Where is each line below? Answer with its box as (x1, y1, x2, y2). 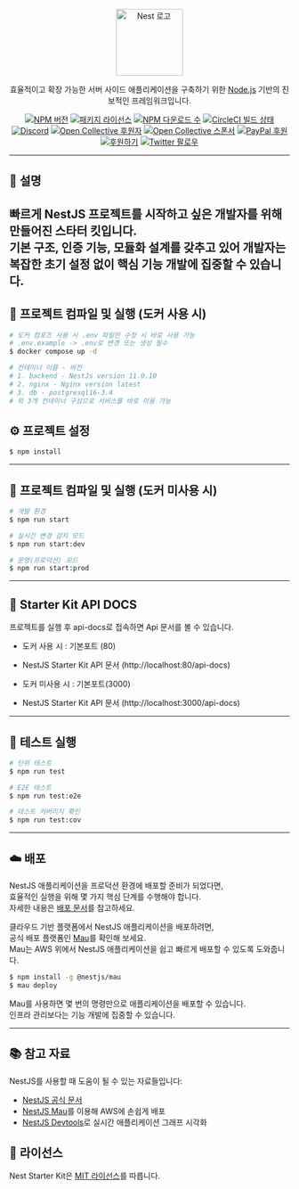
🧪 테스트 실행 (9, 734, 77, 750)
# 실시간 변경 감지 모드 (9, 531, 85, 540)
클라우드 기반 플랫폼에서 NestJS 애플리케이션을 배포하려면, (9, 922, 214, 932)
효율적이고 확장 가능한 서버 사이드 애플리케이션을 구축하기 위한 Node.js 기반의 (9, 85, 280, 94)
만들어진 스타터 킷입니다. (9, 223, 138, 238)
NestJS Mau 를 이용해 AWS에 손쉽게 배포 (21, 1105, 166, 1116)
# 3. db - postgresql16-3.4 (9, 388, 114, 397)
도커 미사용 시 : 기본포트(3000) (21, 678, 131, 690)
